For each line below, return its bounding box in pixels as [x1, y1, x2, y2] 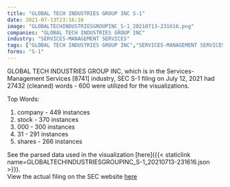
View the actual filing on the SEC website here [7, 172, 138, 180]
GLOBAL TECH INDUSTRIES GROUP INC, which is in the [7, 66, 166, 75]
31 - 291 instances [16, 129, 68, 138]
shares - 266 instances [16, 137, 83, 145]
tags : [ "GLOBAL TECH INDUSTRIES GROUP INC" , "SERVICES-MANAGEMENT [7, 42, 197, 49]
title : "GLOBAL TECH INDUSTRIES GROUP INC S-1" [7, 10, 146, 17]
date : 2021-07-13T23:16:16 [7, 16, 84, 23]
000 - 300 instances [16, 123, 75, 131]
